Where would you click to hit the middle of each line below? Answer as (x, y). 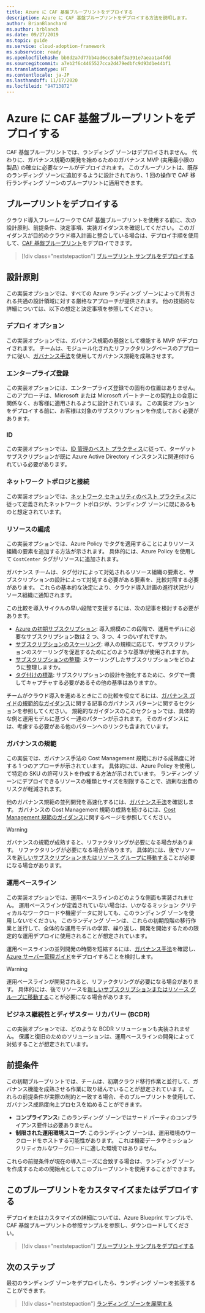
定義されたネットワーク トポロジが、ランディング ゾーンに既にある (106, 504)
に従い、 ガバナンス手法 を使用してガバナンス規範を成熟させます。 (94, 356)
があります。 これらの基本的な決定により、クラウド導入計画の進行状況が (98, 588)
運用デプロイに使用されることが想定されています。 (87, 936)
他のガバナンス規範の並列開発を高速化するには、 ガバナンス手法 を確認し (97, 802)
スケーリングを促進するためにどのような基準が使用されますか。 (112, 652)
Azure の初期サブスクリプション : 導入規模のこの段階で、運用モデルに (103, 629)
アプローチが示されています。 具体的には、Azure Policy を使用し (114, 766)
